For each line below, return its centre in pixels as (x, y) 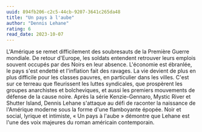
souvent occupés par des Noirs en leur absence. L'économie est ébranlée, (99, 65)
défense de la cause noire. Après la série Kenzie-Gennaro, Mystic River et (99, 97)
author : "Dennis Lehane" (38, 23)
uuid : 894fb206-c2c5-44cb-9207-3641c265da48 (63, 12)
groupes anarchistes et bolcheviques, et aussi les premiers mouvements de (101, 90)
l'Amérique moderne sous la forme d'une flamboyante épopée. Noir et (94, 110)
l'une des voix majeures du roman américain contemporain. (80, 122)
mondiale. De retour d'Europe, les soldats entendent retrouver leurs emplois (101, 58)
